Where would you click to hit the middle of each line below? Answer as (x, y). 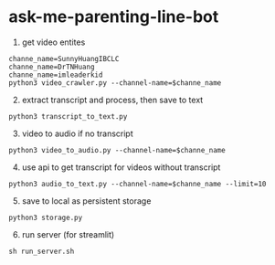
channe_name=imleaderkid (56, 75)
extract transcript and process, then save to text (112, 100)
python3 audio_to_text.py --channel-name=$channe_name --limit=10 (137, 184)
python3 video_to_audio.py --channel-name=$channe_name (117, 150)
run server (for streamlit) (68, 234)
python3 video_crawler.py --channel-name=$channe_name (115, 83)
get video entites (53, 42)
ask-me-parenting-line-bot (114, 17)
